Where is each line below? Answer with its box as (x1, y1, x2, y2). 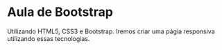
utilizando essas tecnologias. (7, 34, 90, 42)
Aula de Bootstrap (7, 4, 113, 20)
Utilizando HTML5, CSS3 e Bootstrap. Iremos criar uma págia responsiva (7, 27, 215, 35)
